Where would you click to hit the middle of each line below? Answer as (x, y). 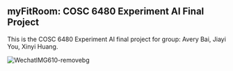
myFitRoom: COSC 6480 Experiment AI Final (106, 11)
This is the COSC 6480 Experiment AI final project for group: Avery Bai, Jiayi (116, 39)
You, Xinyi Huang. (33, 46)
